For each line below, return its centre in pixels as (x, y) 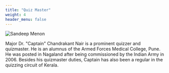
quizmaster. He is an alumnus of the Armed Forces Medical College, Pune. (83, 49)
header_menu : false (26, 19)
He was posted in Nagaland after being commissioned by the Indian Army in (85, 54)
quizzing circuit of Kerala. (32, 65)
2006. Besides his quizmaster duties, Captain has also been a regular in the (84, 60)
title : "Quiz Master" (28, 10)
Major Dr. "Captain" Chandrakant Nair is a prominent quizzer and (73, 44)
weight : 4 (16, 15)
